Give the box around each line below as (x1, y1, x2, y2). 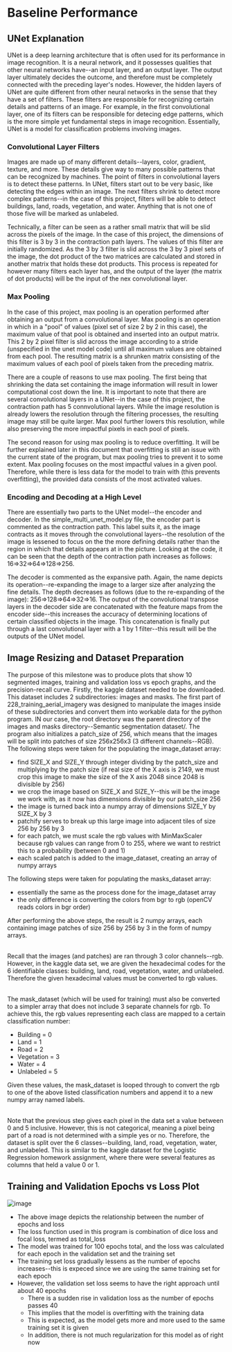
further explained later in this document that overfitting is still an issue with (7, 445, 220, 453)
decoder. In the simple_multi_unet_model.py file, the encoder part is (7, 515, 201, 524)
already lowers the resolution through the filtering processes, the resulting (7, 410, 219, 418)
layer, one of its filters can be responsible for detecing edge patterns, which (7, 110, 224, 118)
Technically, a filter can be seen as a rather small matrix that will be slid (7, 223, 211, 231)
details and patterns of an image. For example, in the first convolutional (7, 103, 210, 110)
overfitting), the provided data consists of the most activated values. (7, 474, 202, 483)
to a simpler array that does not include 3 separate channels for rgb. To (7, 1002, 211, 1010)
